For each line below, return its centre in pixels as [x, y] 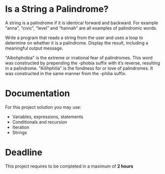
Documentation [38, 94]
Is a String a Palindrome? [57, 9]
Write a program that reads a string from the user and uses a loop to [74, 38]
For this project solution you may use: [43, 107]
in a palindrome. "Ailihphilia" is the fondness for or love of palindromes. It [79, 68]
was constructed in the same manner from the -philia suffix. [66, 73]
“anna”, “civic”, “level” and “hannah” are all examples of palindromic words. [81, 28]
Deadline [24, 152]
